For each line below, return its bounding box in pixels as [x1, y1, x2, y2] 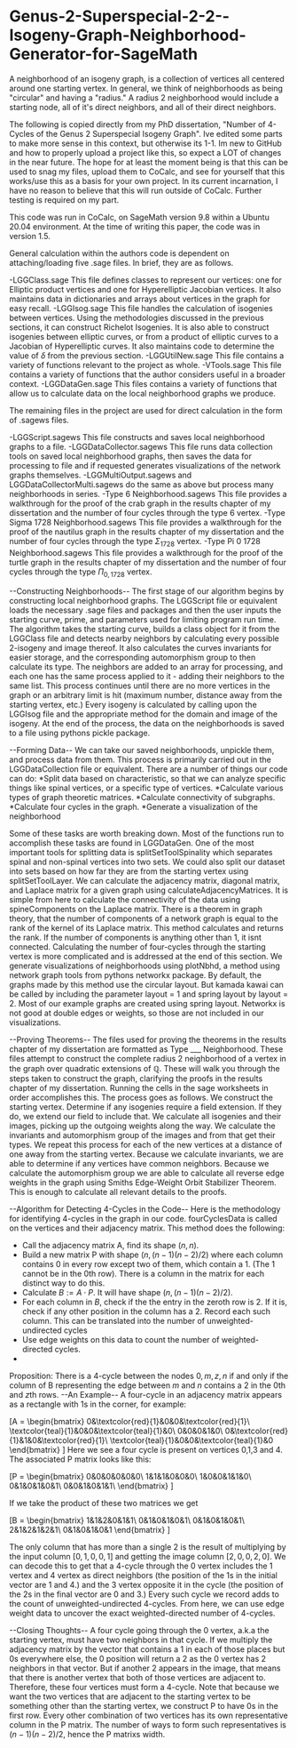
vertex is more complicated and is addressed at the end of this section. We [9, 950, 283, 961]
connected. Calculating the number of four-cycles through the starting [9, 941, 266, 952]
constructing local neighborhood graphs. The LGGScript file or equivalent [9, 595, 277, 605]
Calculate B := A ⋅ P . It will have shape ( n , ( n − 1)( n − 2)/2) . [21, 1287, 233, 1297]
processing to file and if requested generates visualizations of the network [9, 460, 281, 470]
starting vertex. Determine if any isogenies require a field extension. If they [9, 1101, 282, 1112]
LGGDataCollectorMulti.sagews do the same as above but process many [9, 478, 275, 490]
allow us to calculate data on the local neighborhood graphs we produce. [9, 388, 277, 398]
